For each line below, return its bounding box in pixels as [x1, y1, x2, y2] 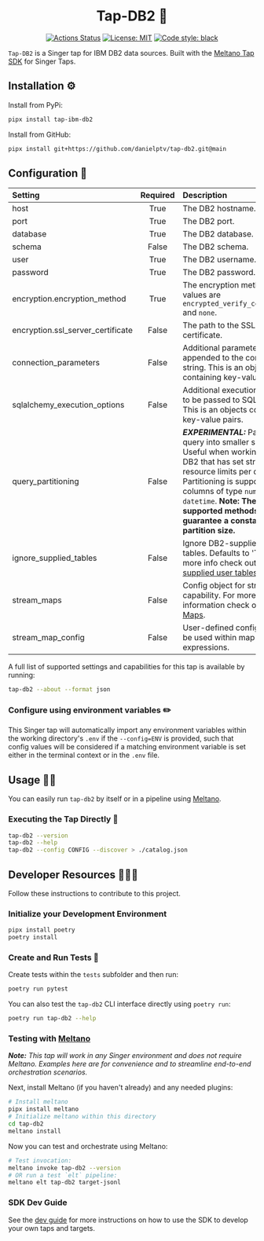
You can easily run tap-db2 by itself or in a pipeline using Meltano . [8, 794, 222, 804]
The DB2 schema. [182, 241, 249, 252]
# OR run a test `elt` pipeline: [8, 1171, 118, 1179]
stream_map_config [12, 632, 85, 643]
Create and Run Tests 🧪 [8, 952, 100, 963]
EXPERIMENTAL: [182, 427, 246, 438]
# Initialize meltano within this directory [8, 1113, 156, 1121]
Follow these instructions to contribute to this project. [8, 889, 181, 899]
